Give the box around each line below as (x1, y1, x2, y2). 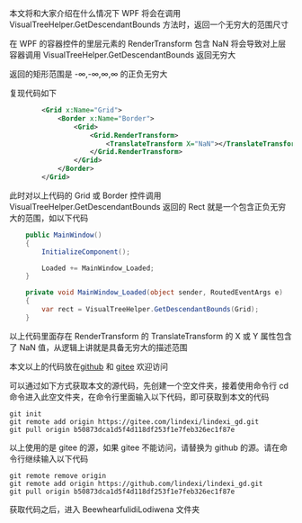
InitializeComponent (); (41, 247, 130, 257)
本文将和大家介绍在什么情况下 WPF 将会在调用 (9, 8, 182, 18)
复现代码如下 (9, 88, 57, 98)
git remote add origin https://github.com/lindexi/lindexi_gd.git (9, 479, 263, 488)
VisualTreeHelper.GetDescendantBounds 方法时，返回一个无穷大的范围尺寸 (9, 19, 289, 30)
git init (9, 409, 42, 419)
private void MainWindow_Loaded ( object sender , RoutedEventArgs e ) (25, 288, 283, 297)
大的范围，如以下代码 (9, 212, 88, 223)
